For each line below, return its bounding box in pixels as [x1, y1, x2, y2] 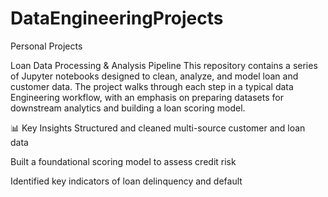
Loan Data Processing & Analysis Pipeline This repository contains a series [10, 59, 318, 71]
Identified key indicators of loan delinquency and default [10, 175, 243, 187]
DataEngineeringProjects [10, 7, 224, 30]
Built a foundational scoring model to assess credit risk [10, 155, 237, 167]
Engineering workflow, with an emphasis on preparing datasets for [10, 91, 284, 103]
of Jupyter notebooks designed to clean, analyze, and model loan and [10, 70, 299, 82]
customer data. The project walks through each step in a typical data [10, 80, 294, 92]
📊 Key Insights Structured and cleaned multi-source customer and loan [10, 122, 306, 134]
